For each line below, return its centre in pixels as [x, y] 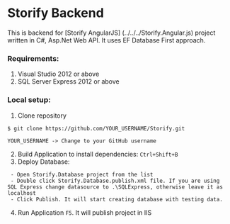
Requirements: [33, 58]
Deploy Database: [44, 162]
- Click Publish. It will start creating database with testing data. [116, 199]
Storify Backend [56, 13]
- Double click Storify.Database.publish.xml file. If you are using [115, 181]
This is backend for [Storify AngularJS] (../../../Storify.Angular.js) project [111, 33]
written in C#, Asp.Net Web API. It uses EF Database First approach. [107, 40]
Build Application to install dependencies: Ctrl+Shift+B [98, 154]
